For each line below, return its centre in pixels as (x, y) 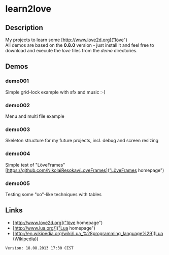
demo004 (18, 154)
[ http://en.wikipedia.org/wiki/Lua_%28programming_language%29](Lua (88, 233)
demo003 (18, 129)
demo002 (18, 105)
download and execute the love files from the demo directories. (72, 51)
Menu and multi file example (35, 116)
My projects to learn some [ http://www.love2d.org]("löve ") (66, 40)
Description (24, 28)
